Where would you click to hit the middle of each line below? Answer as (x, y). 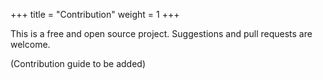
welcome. (30, 44)
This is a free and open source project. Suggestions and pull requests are (161, 33)
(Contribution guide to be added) (78, 63)
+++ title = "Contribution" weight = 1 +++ (95, 14)
